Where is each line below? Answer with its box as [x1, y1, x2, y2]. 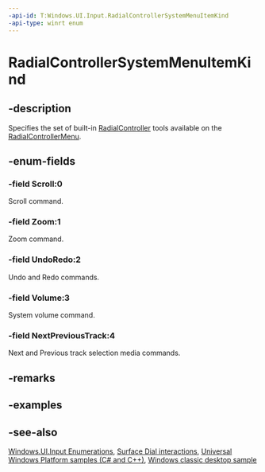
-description [8, 102, 71, 115]
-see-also [8, 425, 58, 439]
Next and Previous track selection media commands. [8, 348, 181, 358]
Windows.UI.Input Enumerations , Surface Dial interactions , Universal [8, 447, 232, 456]
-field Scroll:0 [8, 178, 63, 189]
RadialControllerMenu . [8, 131, 82, 141]
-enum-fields [8, 154, 75, 168]
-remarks [8, 371, 56, 384]
